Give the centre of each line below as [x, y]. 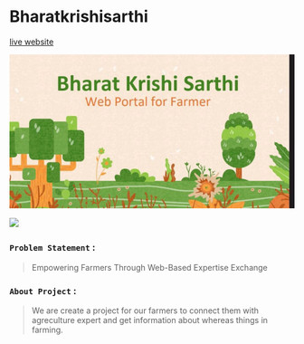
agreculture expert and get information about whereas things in [150, 320]
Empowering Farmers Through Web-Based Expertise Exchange [150, 267]
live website [32, 42]
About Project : [43, 291]
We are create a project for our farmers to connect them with [145, 311]
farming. [47, 330]
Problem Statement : [52, 248]
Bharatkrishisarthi [79, 17]
